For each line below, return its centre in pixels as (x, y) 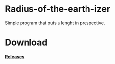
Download (26, 43)
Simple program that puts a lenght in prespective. (55, 23)
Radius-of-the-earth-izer (58, 9)
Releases (15, 56)
